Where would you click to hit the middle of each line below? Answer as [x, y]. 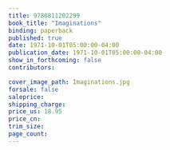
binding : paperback [41, 30]
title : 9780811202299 [44, 16]
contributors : [32, 68]
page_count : [28, 134]
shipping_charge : [37, 105]
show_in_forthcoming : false [55, 61]
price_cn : [25, 119]
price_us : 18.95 [35, 112]
